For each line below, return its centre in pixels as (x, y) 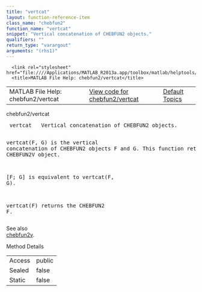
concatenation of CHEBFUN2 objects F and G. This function (95, 148)
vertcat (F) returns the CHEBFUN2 (56, 205)
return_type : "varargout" (38, 46)
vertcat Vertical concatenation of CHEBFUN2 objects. (93, 125)
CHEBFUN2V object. (33, 154)
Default (173, 91)
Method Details (25, 246)
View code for (109, 91)
